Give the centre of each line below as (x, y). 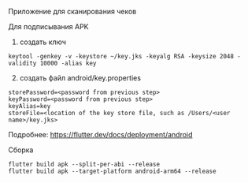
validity (22, 63)
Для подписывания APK (48, 26)
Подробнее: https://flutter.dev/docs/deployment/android (100, 134)
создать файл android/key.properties (80, 78)
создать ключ (43, 42)
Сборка (21, 150)
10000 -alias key (68, 63)
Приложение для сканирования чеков (72, 11)
